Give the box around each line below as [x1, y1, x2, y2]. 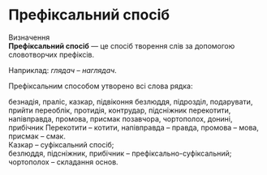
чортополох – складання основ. [8, 156, 119, 167]
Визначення [8, 32, 50, 42]
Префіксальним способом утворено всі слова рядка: [8, 81, 193, 91]
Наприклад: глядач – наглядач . [8, 65, 118, 75]
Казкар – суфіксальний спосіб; [8, 139, 114, 149]
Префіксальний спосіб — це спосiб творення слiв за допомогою [8, 41, 235, 50]
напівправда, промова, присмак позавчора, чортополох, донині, [8, 113, 233, 123]
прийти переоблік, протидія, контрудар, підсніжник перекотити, [8, 105, 231, 115]
